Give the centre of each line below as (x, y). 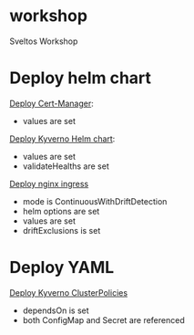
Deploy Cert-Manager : (51, 103)
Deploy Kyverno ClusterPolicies (69, 292)
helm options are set (61, 211)
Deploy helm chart (81, 78)
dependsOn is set (56, 310)
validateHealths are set (66, 166)
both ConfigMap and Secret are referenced (103, 319)
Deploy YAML (62, 268)
